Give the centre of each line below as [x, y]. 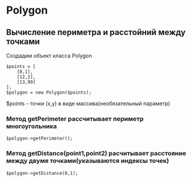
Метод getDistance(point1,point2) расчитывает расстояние [96, 154]
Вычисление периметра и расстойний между [96, 32]
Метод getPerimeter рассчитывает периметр [75, 119]
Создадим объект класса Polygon [49, 56]
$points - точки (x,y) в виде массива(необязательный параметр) [88, 103]
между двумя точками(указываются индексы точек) [88, 161]
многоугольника [32, 126]
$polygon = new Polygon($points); [49, 92]
